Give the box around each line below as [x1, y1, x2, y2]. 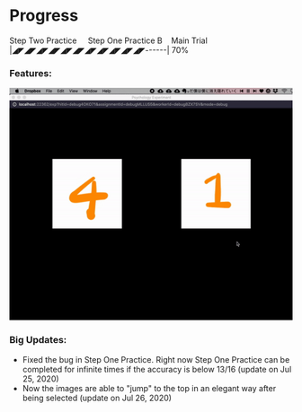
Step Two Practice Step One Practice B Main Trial [9, 35, 209, 46]
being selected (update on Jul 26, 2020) [22, 392, 173, 403]
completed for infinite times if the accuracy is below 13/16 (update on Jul [22, 364, 292, 374]
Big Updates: [9, 334, 67, 346]
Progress [9, 5, 79, 26]
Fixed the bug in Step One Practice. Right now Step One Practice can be [22, 354, 290, 364]
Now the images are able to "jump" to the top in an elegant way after [22, 382, 277, 393]
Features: [9, 66, 52, 79]
